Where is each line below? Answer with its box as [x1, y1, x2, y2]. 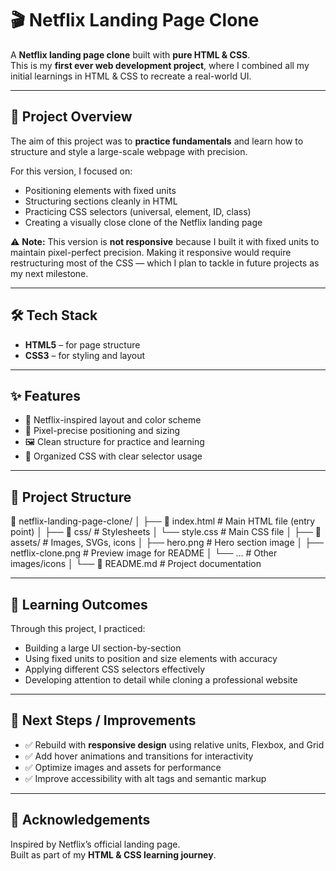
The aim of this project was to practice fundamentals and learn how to [10, 135, 304, 147]
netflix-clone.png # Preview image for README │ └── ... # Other [10, 547, 278, 559]
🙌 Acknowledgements [10, 812, 151, 829]
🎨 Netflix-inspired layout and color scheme [24, 414, 202, 426]
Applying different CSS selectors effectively [24, 663, 206, 675]
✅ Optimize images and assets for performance [24, 761, 222, 773]
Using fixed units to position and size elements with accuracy [24, 653, 278, 664]
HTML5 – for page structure [24, 338, 141, 351]
